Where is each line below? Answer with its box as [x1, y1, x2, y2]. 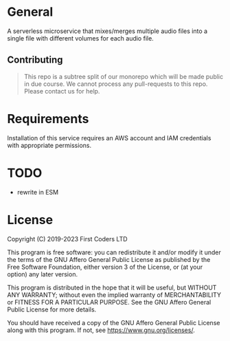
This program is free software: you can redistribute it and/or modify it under [7, 248, 221, 256]
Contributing [7, 54, 63, 66]
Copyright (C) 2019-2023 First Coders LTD [7, 234, 128, 243]
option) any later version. [7, 269, 78, 278]
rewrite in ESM [16, 188, 59, 196]
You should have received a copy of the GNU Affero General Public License [7, 318, 220, 327]
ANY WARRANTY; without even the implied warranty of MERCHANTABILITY [7, 290, 222, 299]
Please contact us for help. [23, 87, 100, 95]
